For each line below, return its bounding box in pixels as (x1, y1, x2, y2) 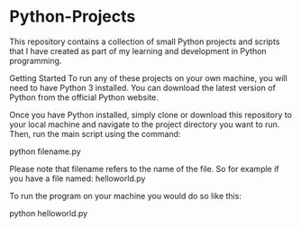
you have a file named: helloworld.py (9, 173, 146, 184)
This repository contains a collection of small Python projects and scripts (9, 36, 280, 47)
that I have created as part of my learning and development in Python (9, 45, 268, 56)
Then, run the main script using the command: (9, 128, 181, 139)
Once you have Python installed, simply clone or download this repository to (9, 109, 293, 120)
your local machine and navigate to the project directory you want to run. (9, 119, 280, 130)
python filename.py (9, 146, 81, 157)
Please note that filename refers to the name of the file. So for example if (9, 163, 279, 174)
